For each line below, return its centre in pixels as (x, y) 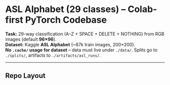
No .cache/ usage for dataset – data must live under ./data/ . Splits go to (81, 50)
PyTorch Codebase (66, 20)
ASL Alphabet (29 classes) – (66, 9)
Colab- (142, 9)
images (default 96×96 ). (31, 39)
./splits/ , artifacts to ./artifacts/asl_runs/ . (53, 55)
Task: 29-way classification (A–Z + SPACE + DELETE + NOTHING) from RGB (85, 34)
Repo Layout (25, 76)
